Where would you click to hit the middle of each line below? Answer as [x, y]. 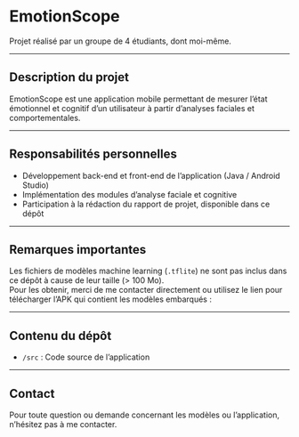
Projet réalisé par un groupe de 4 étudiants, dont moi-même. [120, 41]
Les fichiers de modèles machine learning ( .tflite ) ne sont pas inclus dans [148, 271]
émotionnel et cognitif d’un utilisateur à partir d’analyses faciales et [132, 108]
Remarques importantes [78, 250]
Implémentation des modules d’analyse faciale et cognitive [129, 194]
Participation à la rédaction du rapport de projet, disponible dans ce [146, 204]
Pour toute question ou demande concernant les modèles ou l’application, [145, 415]
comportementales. [45, 117]
